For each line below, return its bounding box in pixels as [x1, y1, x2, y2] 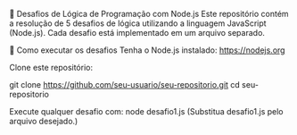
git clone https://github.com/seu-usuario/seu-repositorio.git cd [9, 80, 241, 89]
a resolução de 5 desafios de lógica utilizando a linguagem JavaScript [9, 18, 267, 29]
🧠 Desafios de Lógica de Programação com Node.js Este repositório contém [9, 9, 289, 19]
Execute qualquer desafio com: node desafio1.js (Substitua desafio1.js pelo [9, 106, 284, 116]
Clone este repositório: [9, 63, 94, 72]
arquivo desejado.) [9, 116, 78, 126]
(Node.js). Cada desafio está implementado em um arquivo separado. [9, 28, 266, 38]
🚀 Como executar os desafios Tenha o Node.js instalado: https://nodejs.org [9, 45, 285, 55]
